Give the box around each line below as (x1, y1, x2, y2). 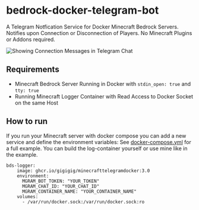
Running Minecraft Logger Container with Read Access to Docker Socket (14, 93, 194, 100)
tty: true (14, 87, 40, 94)
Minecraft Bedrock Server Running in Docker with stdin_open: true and (14, 80, 191, 87)
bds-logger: (6, 163, 36, 168)
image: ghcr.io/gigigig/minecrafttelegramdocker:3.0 (17, 167, 150, 174)
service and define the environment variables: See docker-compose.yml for (6, 138, 191, 145)
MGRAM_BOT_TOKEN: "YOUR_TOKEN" (21, 178, 100, 184)
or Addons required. (6, 36, 55, 43)
